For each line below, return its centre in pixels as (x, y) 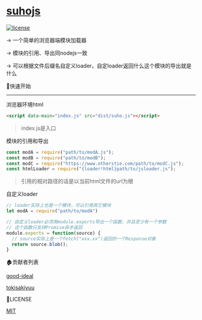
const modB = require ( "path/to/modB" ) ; (56, 158)
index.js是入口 (38, 128)
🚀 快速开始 (19, 86)
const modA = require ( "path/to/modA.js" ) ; (60, 152)
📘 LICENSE (19, 300)
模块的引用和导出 (27, 141)
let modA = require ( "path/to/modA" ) (52, 211)
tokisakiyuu (20, 288)
